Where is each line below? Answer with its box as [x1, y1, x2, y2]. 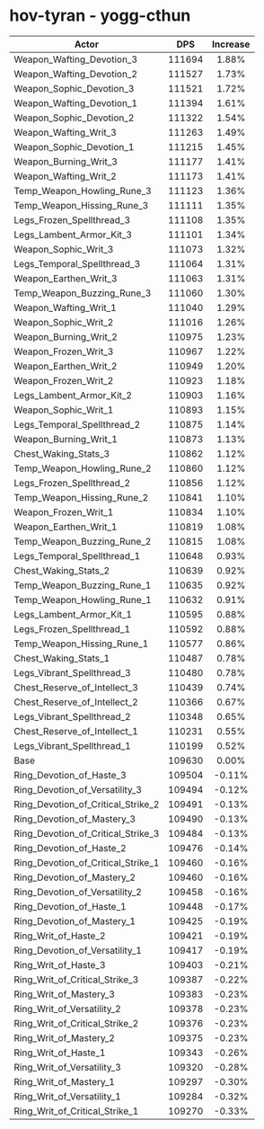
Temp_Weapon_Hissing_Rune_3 [13, 199, 149, 211]
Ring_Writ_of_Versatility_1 [13, 1089, 121, 1102]
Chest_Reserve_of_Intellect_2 [13, 696, 139, 708]
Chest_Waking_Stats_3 [13, 447, 110, 459]
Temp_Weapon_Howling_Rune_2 [13, 462, 152, 475]
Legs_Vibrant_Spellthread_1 [13, 739, 132, 751]
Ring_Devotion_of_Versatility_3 [13, 783, 142, 796]
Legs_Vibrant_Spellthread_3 [13, 666, 132, 679]
